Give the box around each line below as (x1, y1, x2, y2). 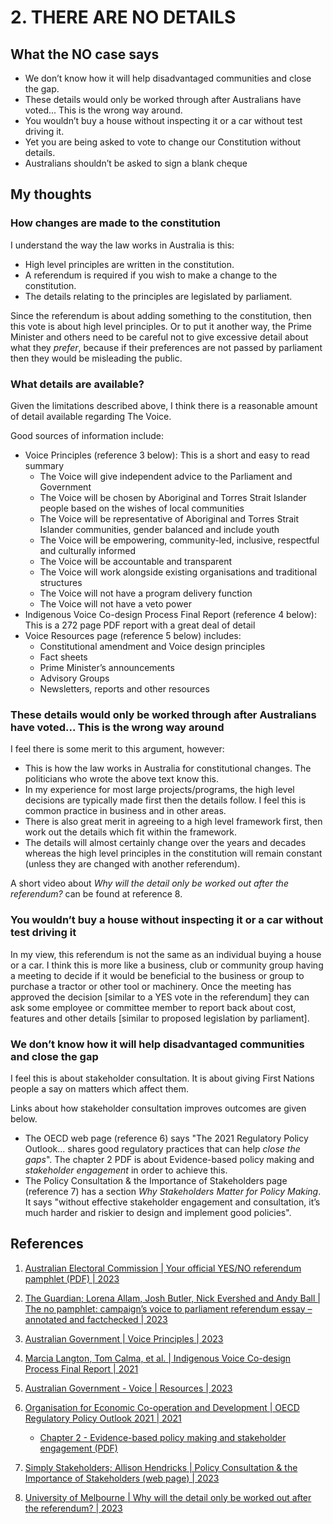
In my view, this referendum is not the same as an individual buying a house (10, 948, 322, 960)
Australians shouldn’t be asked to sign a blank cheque (24, 157, 248, 169)
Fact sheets (39, 651, 88, 663)
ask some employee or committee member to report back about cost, (10, 1001, 297, 1013)
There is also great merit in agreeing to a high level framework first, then (24, 816, 323, 828)
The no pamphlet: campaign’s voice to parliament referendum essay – (24, 1302, 313, 1315)
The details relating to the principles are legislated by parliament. (24, 290, 293, 302)
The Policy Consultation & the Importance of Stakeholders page (24, 1174, 288, 1186)
